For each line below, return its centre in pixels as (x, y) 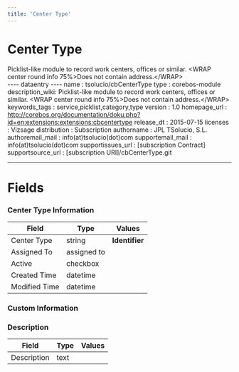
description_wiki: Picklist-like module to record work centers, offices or (111, 92)
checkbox (83, 264)
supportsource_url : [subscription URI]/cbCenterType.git (90, 152)
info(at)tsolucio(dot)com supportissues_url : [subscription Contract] (107, 145)
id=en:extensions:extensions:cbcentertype (70, 122)
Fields (26, 188)
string (76, 241)
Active (22, 264)
